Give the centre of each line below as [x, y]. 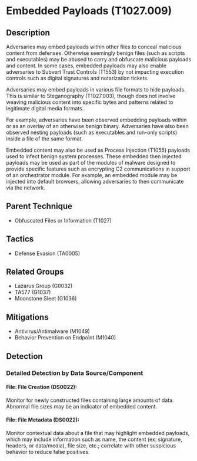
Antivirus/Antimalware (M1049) [52, 331]
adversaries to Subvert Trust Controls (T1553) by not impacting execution [95, 72]
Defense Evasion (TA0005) [47, 253]
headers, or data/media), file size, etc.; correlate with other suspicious [91, 445]
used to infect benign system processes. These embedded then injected [94, 156]
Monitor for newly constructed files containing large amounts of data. [90, 400]
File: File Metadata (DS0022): [43, 420]
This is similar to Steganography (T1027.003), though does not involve [91, 96]
